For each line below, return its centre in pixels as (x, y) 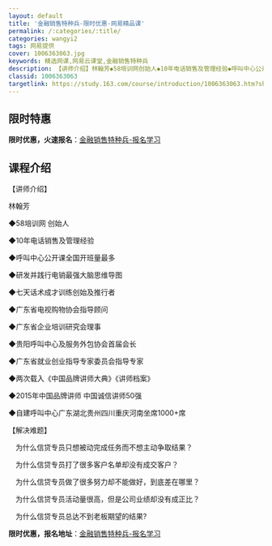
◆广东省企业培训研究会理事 (55, 327)
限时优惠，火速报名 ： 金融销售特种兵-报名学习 (85, 140)
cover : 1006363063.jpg (47, 54)
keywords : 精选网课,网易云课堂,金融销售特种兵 (79, 62)
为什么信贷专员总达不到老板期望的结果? (81, 517)
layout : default (36, 16)
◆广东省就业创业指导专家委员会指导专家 (76, 361)
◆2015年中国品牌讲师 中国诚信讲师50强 (75, 396)
